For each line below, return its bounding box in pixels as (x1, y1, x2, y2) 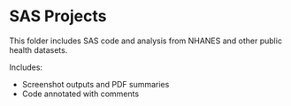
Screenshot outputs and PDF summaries (21, 79, 170, 89)
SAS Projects (9, 6, 107, 26)
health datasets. (9, 44, 68, 55)
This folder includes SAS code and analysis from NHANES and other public (9, 35, 283, 46)
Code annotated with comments (21, 88, 140, 99)
